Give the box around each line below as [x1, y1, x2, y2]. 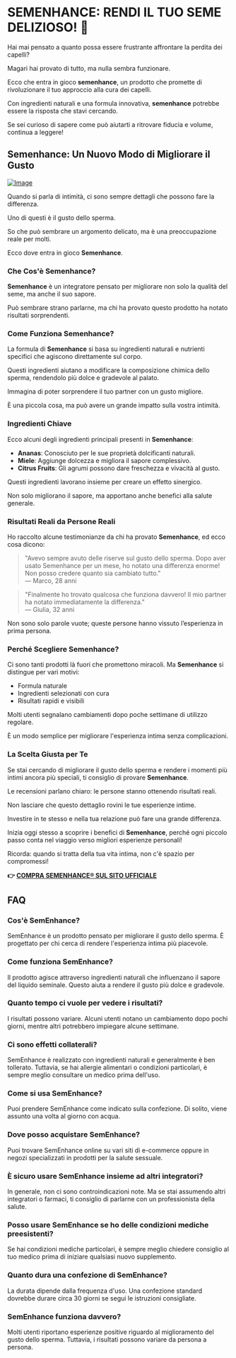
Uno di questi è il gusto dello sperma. [7, 213, 116, 222]
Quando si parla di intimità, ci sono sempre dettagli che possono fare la [7, 192, 215, 201]
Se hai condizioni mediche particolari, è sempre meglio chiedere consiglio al [7, 1245, 230, 1254]
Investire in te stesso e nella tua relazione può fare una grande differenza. [7, 814, 222, 823]
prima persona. [7, 626, 52, 635]
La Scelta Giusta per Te [7, 750, 88, 759]
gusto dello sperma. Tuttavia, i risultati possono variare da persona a [7, 1335, 207, 1344]
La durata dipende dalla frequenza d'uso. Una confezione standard [7, 1286, 203, 1295]
